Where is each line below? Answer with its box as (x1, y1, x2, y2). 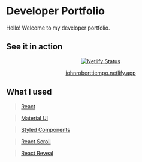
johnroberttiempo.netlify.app (65, 69, 136, 76)
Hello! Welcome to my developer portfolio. (6, 24, 110, 31)
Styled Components (20, 126, 71, 133)
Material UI (20, 114, 49, 122)
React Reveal (20, 149, 54, 157)
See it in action (6, 42, 63, 52)
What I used (6, 87, 52, 97)
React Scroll (20, 137, 51, 145)
